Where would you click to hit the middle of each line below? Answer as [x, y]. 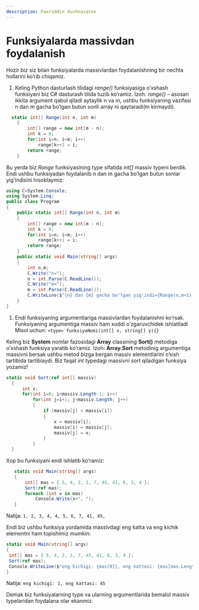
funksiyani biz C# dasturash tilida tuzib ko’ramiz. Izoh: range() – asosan [102, 94]
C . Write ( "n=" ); [46, 273]
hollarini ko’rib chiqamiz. [36, 76]
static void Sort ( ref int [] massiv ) [51, 378]
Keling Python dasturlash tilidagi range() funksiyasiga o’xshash [92, 88]
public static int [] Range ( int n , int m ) [68, 213]
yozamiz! [17, 367]
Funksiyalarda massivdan [70, 41]
